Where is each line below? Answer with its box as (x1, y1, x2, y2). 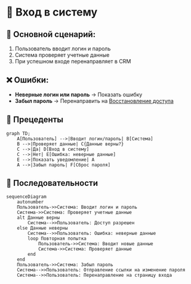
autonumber (17, 199, 44, 205)
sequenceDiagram (6, 194, 47, 200)
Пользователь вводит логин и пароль (14, 45, 111, 52)
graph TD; (6, 130, 31, 136)
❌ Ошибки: (6, 75, 49, 85)
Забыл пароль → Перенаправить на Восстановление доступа (14, 97, 174, 104)
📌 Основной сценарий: (6, 29, 96, 39)
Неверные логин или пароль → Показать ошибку (14, 91, 143, 98)
